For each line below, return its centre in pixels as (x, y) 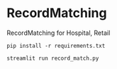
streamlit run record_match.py (53, 58)
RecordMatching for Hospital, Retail (58, 33)
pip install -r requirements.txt (56, 46)
